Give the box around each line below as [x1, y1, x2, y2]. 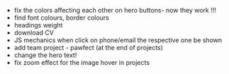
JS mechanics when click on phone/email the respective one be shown [13, 36, 223, 44]
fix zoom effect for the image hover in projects [13, 58, 150, 66]
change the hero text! [13, 51, 77, 59]
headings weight [13, 21, 63, 29]
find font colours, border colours [13, 13, 110, 22]
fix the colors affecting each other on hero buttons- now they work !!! [13, 6, 216, 14]
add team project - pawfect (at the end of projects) [13, 44, 163, 51]
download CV [13, 28, 55, 37]
